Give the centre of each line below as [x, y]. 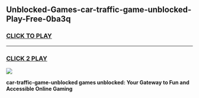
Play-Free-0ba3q [38, 19]
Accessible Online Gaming [39, 88]
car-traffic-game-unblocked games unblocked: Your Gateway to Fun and [98, 82]
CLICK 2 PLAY [27, 58]
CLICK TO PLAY [29, 36]
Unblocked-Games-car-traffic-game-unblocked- [99, 10]
